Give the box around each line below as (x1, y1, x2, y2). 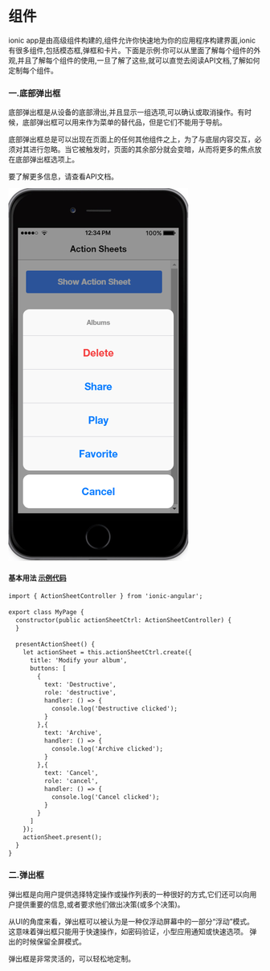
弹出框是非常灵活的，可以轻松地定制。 (8, 953, 135, 963)
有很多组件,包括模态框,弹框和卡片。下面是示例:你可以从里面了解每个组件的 (8, 45, 255, 55)
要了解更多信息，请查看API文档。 (8, 172, 119, 182)
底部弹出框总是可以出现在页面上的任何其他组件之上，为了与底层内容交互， (8, 134, 255, 145)
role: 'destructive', (43, 689, 117, 697)
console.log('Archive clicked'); (51, 745, 163, 753)
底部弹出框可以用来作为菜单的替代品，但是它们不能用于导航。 (22, 117, 227, 127)
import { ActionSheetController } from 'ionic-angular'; (8, 592, 203, 600)
